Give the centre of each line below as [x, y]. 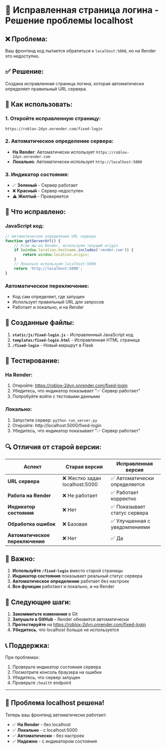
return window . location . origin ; [56, 255]
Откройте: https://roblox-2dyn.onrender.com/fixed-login [70, 385]
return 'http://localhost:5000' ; [48, 268]
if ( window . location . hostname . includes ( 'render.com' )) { [74, 250]
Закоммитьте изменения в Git [45, 614]
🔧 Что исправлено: [36, 212]
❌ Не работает [80, 495]
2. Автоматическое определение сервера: [59, 141]
